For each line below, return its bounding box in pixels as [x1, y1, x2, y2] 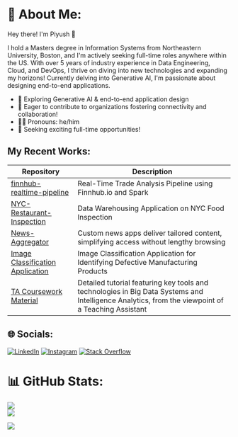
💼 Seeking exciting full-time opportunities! [17, 125, 140, 133]
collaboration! [17, 110, 58, 118]
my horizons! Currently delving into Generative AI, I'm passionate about [7, 74, 216, 82]
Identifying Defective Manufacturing [77, 257, 198, 267]
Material [11, 295, 38, 305]
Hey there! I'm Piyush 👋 [7, 30, 76, 38]
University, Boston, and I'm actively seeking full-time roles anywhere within [7, 51, 227, 59]
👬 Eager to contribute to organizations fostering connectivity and [17, 102, 207, 110]
